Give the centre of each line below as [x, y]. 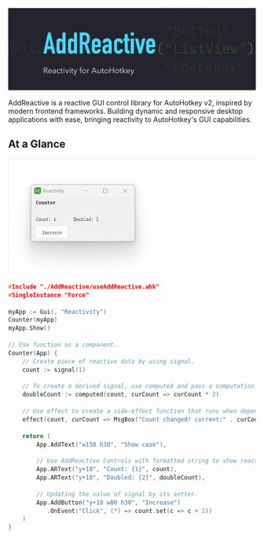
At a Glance [37, 144]
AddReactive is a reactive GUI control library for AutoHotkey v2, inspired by [130, 102]
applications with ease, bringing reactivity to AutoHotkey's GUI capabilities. [130, 119]
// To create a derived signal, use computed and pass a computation [139, 386]
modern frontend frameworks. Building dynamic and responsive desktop [126, 111]
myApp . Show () [29, 328]
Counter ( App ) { [33, 353]
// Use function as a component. [63, 345]
